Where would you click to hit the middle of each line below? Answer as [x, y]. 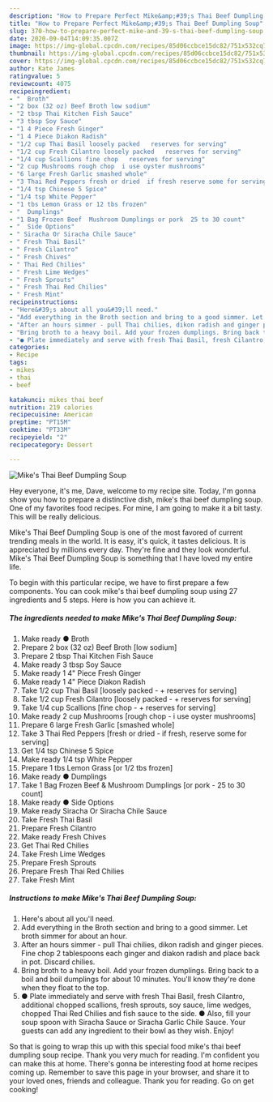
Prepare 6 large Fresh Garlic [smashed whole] [98, 724]
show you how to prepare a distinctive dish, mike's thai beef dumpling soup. [136, 499]
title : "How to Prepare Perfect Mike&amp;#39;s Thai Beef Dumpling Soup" [136, 23]
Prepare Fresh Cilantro [58, 828]
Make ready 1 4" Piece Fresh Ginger [81, 673]
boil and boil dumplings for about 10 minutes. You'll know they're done [138, 979]
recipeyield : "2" [38, 438]
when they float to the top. [65, 987]
